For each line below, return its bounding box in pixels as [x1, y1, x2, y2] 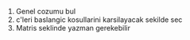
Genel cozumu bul [15, 7, 76, 16]
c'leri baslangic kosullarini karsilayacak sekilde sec [15, 15, 183, 24]
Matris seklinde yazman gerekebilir [15, 24, 131, 32]
